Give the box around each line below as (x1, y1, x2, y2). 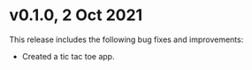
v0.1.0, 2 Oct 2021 (9, 5, 143, 25)
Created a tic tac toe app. (21, 51, 115, 61)
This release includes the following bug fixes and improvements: (9, 34, 244, 45)
